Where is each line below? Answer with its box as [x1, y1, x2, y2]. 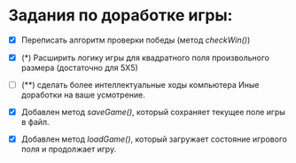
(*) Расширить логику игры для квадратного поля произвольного [20, 52, 270, 63]
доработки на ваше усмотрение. [20, 89, 145, 100]
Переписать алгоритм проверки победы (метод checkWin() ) [20, 35, 251, 45]
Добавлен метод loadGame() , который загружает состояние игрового [20, 134, 287, 144]
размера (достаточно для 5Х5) [20, 63, 138, 74]
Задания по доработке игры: [8, 5, 233, 26]
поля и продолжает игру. [20, 144, 117, 155]
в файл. [20, 117, 50, 128]
